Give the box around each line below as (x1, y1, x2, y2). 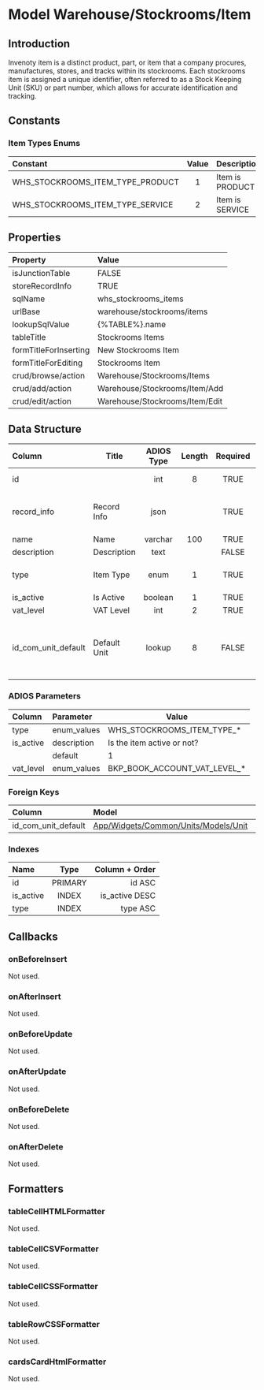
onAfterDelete (8, 1142, 64, 1152)
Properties (8, 231, 61, 244)
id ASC (130, 878, 156, 889)
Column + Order (93, 864, 156, 875)
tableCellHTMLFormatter (8, 1206, 105, 1217)
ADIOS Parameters (8, 691, 81, 702)
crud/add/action (12, 382, 72, 393)
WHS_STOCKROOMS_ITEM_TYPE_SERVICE (12, 199, 174, 210)
